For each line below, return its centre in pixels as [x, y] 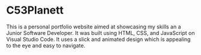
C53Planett [35, 10]
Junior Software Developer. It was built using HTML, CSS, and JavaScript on [100, 33]
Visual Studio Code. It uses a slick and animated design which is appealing [98, 39]
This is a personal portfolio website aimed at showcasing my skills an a [94, 27]
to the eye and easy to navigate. [46, 46]
